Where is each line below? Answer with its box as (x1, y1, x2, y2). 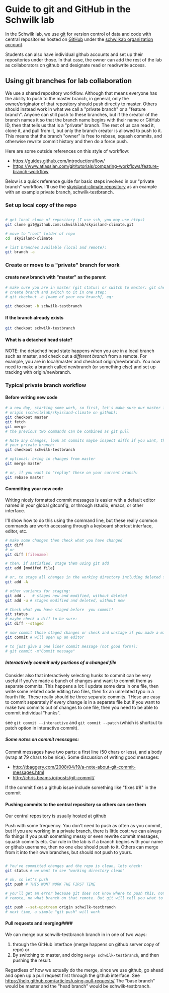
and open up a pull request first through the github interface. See (5, 972, 140, 978)
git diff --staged (5, 621, 44, 626)
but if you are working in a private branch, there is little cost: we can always (5, 828, 162, 834)
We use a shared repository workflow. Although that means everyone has (5, 90, 157, 96)
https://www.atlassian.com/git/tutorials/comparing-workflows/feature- (12, 163, 159, 169)
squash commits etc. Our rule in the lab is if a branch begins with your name (5, 838, 163, 844)
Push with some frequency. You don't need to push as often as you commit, (5, 822, 162, 828)
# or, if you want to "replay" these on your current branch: (5, 470, 138, 475)
